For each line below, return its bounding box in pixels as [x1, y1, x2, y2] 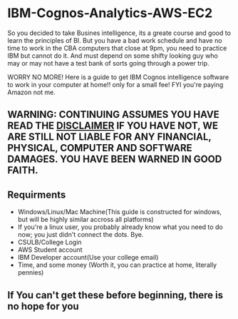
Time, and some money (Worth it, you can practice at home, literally [17, 260, 217, 269]
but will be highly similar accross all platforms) [17, 216, 155, 224]
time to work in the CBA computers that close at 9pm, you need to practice [7, 44, 227, 52]
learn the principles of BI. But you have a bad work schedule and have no [7, 36, 222, 44]
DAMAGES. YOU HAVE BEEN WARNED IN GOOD [7, 153, 222, 166]
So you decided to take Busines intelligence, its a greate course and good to [7, 29, 232, 37]
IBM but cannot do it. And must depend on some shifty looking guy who [7, 51, 219, 60]
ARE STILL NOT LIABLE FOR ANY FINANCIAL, [7, 131, 212, 143]
